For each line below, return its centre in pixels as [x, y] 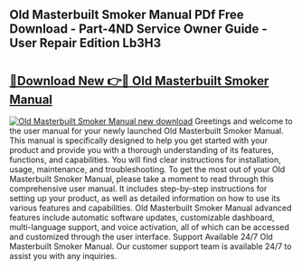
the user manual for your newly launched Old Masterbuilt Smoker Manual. [147, 131]
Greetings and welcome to [243, 121]
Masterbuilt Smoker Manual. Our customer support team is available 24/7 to [151, 246]
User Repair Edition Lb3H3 [85, 43]
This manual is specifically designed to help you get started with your [139, 140]
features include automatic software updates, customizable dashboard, [142, 217]
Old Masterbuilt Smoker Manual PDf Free [127, 15]
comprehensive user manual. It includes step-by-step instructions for [138, 188]
